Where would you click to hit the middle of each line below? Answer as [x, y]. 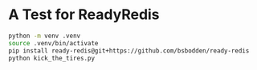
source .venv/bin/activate [53, 43]
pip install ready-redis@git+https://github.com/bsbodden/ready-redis [129, 51]
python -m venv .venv [45, 36]
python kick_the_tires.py [51, 58]
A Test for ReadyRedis [84, 15]
